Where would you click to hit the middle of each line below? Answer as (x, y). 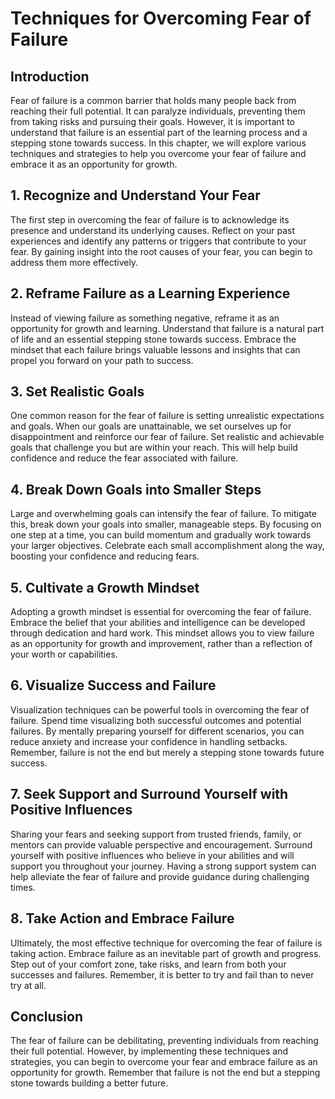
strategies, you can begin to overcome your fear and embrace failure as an (164, 1062)
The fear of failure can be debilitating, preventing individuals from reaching (164, 1041)
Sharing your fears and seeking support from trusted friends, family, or (156, 834)
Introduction (50, 76)
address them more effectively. (74, 262)
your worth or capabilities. (64, 654)
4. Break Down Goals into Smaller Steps (136, 489)
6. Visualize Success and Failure (113, 685)
